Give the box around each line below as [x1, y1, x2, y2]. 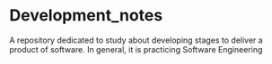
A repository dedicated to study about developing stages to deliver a [9, 35, 263, 45]
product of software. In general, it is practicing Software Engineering [9, 44, 263, 54]
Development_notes [9, 5, 163, 26]
